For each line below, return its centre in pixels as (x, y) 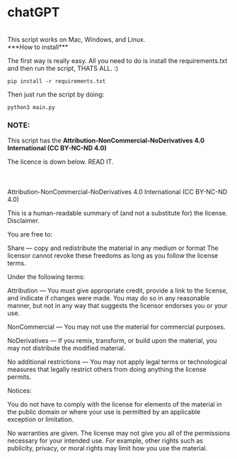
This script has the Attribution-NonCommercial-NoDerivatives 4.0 (106, 141)
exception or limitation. (41, 419)
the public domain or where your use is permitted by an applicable (104, 412)
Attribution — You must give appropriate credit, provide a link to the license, (118, 290)
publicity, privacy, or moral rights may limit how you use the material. (108, 448)
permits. (19, 377)
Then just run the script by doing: (56, 94)
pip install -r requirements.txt (57, 81)
